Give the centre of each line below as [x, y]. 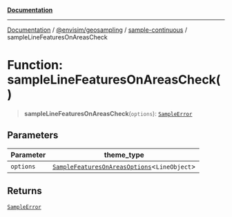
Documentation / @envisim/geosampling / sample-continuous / [97, 30]
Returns [25, 191]
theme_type [124, 155]
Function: [35, 65]
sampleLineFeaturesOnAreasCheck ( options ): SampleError [108, 113]
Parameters [33, 135]
